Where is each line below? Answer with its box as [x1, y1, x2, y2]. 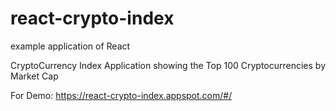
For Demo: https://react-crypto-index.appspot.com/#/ [10, 89, 233, 101]
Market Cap [10, 70, 59, 82]
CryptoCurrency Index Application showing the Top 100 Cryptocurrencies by [10, 59, 327, 71]
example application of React [10, 40, 131, 52]
